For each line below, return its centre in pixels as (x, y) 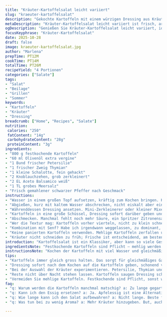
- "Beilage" (17, 89)
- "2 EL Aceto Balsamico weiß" (38, 182)
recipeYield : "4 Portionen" (34, 70)
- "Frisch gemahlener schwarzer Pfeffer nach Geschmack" (65, 191)
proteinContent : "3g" (30, 145)
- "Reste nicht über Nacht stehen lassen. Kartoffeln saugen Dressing (80, 274)
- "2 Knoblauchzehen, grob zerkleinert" (48, 177)
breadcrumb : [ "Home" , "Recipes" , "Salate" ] (51, 121)
